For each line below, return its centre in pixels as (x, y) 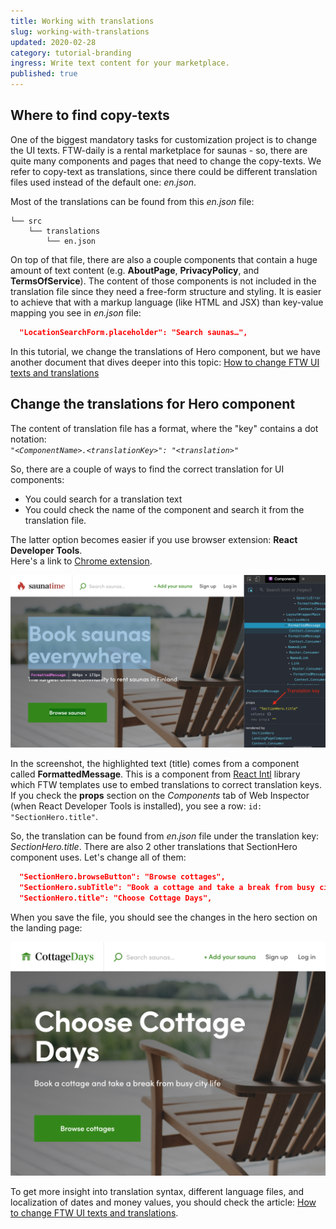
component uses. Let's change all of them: (98, 857)
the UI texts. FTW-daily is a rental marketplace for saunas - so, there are (159, 150)
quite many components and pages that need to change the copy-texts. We (166, 161)
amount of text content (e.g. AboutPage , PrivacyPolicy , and (135, 270)
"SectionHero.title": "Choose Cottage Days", (116, 898)
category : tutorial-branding (71, 53)
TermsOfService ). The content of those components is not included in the (163, 281)
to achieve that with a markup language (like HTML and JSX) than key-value (167, 302)
